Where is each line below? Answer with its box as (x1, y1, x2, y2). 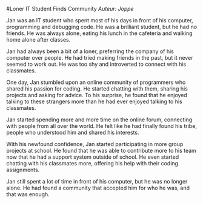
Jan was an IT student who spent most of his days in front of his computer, (6, 17, 193, 24)
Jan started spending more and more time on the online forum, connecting (6, 116, 193, 123)
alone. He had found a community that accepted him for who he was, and (6, 184, 190, 191)
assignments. (6, 166, 40, 173)
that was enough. (6, 191, 50, 198)
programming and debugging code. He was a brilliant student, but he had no (6, 24, 198, 30)
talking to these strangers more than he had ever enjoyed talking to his (6, 98, 183, 105)
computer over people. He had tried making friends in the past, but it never (6, 54, 193, 61)
